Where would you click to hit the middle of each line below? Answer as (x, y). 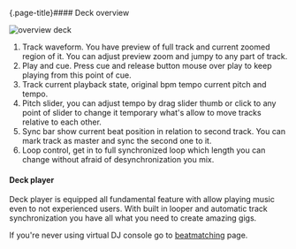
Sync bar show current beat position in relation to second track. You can (153, 131)
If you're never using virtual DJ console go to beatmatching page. (129, 235)
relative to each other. (61, 122)
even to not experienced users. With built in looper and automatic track (138, 209)
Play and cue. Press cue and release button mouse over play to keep (147, 66)
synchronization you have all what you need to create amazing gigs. (133, 218)
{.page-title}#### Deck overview (69, 13)
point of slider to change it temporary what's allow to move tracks (142, 113)
